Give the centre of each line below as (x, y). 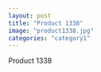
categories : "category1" (49, 38)
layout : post (30, 16)
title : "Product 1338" (46, 23)
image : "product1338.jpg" (51, 30)
